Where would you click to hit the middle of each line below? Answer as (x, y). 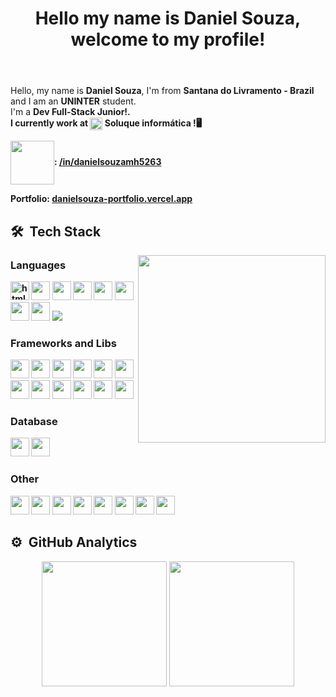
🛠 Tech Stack (56, 231)
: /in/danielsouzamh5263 (108, 162)
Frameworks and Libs (63, 343)
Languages (38, 265)
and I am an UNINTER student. (73, 101)
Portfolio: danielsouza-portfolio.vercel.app (101, 199)
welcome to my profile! (168, 39)
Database (34, 422)
